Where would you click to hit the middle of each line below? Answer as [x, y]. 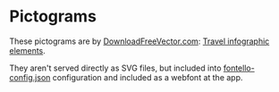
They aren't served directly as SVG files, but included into [115, 68]
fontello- [239, 68]
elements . [28, 50]
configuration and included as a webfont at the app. [148, 77]
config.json [30, 77]
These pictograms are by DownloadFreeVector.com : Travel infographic [139, 41]
